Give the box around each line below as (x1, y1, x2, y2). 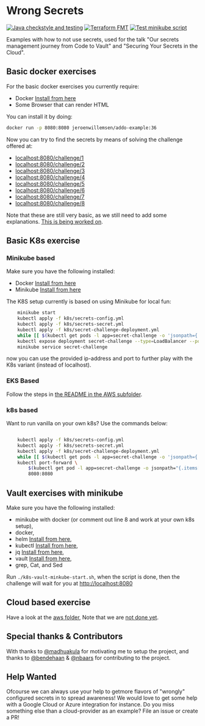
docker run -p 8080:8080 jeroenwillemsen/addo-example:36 (6, 125, 157, 131)
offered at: (6, 142, 33, 150)
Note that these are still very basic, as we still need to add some (6, 211, 167, 219)
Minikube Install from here (15, 286, 81, 293)
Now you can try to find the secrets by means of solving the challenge (6, 136, 183, 143)
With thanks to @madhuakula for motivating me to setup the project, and (6, 647, 189, 654)
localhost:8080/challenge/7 (15, 193, 85, 200)
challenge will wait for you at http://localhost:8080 (6, 579, 133, 587)
